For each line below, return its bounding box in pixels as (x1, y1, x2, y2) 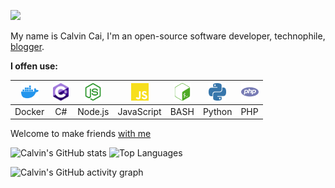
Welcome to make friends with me (10, 128, 152, 140)
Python (202, 105, 233, 117)
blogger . (10, 41, 45, 52)
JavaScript (117, 105, 162, 117)
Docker (14, 105, 45, 117)
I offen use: (10, 60, 59, 72)
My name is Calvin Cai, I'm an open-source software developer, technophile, (10, 30, 326, 42)
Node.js (77, 105, 110, 117)
